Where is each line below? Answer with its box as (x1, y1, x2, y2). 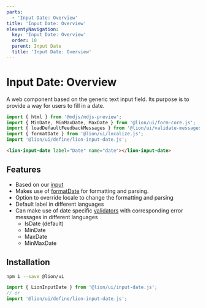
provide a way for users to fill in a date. (6, 102, 105, 109)
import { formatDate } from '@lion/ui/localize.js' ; (6, 131, 144, 137)
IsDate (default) (24, 220, 64, 227)
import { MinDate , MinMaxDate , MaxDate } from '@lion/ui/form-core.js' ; (6, 119, 196, 126)
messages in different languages (15, 213, 98, 220)
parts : (6, 9, 23, 15)
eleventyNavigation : (6, 26, 59, 32)
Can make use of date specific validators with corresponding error (15, 206, 183, 214)
